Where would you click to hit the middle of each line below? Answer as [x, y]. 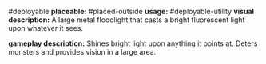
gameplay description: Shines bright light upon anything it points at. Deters [133, 43]
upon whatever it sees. [46, 28]
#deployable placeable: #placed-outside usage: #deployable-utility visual [131, 11]
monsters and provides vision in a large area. [82, 52]
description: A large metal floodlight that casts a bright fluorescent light [127, 20]
